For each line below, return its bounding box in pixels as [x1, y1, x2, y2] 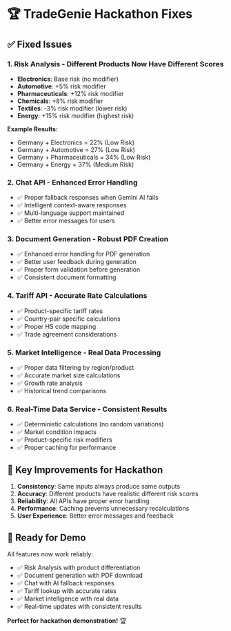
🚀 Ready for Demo [7, 531, 86, 543]
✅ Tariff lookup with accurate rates [17, 586, 117, 595]
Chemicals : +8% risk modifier [17, 97, 103, 105]
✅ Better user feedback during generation [17, 258, 137, 266]
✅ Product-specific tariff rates [17, 306, 103, 315]
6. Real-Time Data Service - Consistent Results [7, 404, 168, 414]
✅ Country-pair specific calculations [17, 314, 121, 323]
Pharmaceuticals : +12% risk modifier [17, 89, 124, 97]
